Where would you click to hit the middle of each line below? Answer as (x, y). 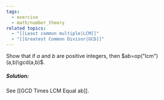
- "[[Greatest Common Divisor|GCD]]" (58, 39)
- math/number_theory (38, 22)
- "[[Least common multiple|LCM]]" (55, 34)
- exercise (25, 17)
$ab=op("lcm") (140, 56)
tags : (13, 12)
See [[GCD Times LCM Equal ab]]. (48, 91)
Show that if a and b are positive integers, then (63, 56)
